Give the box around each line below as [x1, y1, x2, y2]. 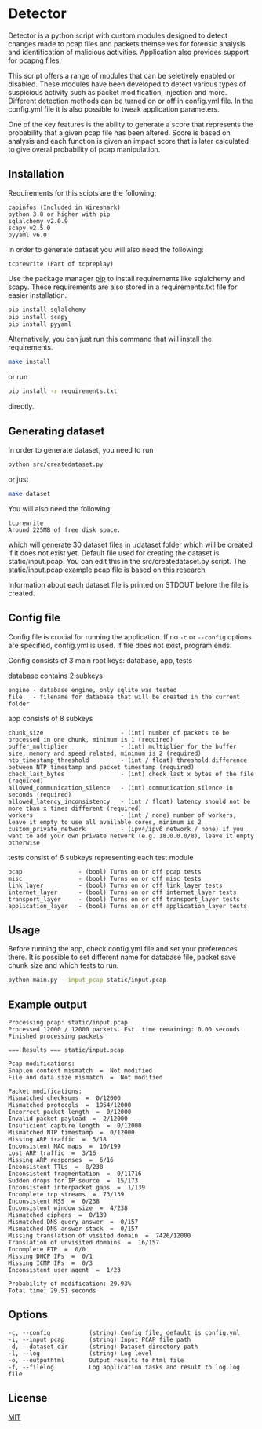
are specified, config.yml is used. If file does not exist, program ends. [8, 640, 232, 650]
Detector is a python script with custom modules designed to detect [8, 31, 228, 40]
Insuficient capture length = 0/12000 [8, 1122, 143, 1130]
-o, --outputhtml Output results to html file [8, 1356, 184, 1364]
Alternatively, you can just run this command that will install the [8, 335, 212, 344]
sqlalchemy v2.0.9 [8, 217, 68, 225]
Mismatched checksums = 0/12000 [8, 1094, 122, 1102]
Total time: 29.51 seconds [8, 1287, 96, 1295]
